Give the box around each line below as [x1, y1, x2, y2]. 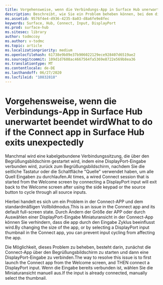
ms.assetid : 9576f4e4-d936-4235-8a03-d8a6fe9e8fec [5, 16, 110, 21]
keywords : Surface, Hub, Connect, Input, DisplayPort [5, 20, 116, 26]
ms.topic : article [5, 43, 42, 48]
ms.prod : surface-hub [5, 25, 49, 30]
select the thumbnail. [5, 275, 47, 281]
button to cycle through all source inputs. [5, 189, 87, 195]
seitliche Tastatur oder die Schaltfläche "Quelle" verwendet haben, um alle [5, 168, 154, 174]
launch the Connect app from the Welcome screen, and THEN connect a [5, 259, 150, 265]
